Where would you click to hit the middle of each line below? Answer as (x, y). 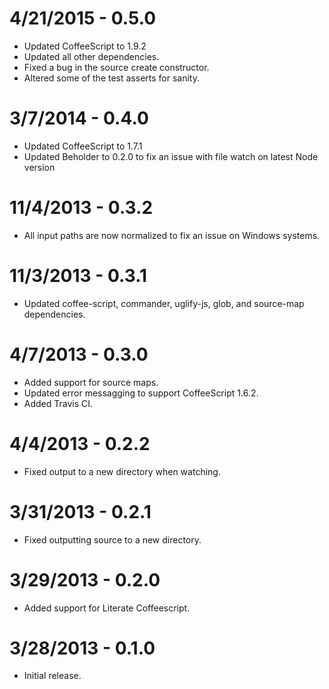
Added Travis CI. (58, 403)
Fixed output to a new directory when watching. (122, 471)
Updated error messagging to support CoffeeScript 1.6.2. (141, 393)
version (39, 167)
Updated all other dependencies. (91, 56)
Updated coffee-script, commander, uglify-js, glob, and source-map (164, 303)
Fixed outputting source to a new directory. (112, 539)
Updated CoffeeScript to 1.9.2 (85, 46)
